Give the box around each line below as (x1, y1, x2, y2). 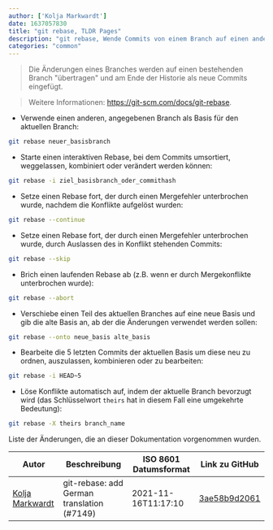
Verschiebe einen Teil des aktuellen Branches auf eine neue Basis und (19, 308, 256, 318)
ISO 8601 (142, 454, 180, 465)
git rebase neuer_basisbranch (8, 137, 111, 146)
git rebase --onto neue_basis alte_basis (8, 332, 151, 341)
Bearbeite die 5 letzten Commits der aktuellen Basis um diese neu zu (19, 347, 251, 358)
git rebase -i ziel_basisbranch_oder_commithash (8, 176, 176, 185)
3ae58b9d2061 (198, 493, 261, 504)
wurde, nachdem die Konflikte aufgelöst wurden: (19, 200, 184, 210)
